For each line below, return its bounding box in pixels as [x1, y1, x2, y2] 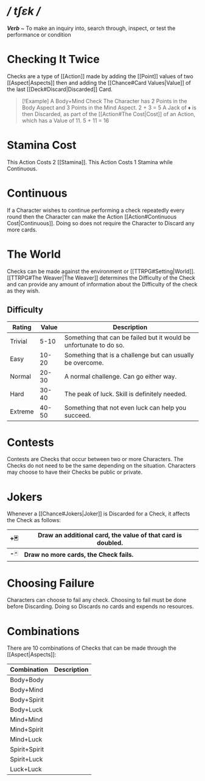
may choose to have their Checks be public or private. [7, 468, 143, 476]
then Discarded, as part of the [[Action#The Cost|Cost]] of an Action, [21, 110, 196, 117]
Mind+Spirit [10, 725, 44, 734]
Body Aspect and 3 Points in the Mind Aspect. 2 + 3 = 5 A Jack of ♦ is [21, 104, 196, 111]
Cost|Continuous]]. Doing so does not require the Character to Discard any [7, 219, 195, 227]
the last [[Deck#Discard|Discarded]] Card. [7, 85, 113, 93]
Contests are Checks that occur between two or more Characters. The [7, 456, 184, 463]
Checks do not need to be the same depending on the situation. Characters [7, 462, 196, 470]
